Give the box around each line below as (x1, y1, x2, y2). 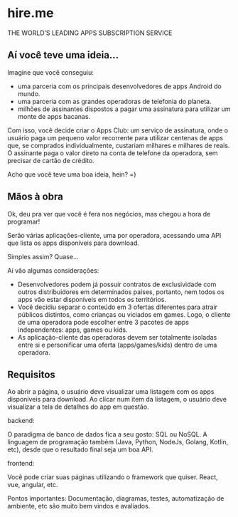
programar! (7, 217, 40, 226)
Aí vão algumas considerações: (7, 266, 99, 275)
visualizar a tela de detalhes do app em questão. (7, 402, 149, 411)
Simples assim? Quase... (7, 252, 79, 261)
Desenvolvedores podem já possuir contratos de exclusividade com (17, 280, 217, 288)
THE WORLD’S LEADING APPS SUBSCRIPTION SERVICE (7, 28, 173, 37)
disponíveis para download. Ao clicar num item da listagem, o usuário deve (7, 395, 227, 404)
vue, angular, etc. (7, 481, 58, 489)
